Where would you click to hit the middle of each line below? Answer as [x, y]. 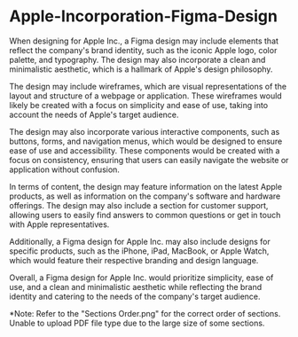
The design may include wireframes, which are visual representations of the [148, 86]
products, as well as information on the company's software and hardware [145, 196]
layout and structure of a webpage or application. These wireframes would [145, 96]
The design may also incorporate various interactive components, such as [145, 131]
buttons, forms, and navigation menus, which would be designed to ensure [146, 141]
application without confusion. [64, 169]
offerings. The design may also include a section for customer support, [139, 205]
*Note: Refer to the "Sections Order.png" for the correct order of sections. [145, 313]
